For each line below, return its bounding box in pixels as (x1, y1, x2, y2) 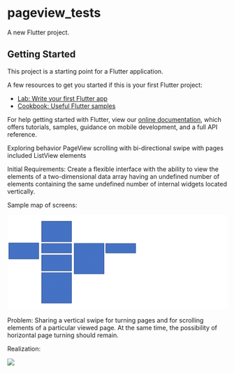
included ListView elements (7, 151, 87, 159)
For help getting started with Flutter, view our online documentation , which (7, 115, 222, 123)
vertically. (7, 187, 36, 196)
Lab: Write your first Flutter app (17, 94, 108, 102)
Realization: (7, 344, 41, 353)
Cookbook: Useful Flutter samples (17, 102, 116, 110)
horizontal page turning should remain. (7, 331, 119, 339)
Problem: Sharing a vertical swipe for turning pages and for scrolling (7, 316, 204, 324)
